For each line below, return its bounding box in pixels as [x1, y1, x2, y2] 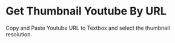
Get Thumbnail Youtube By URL [5, 4, 167, 18]
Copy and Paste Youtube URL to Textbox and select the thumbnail [5, 24, 170, 31]
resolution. [5, 30, 33, 38]
